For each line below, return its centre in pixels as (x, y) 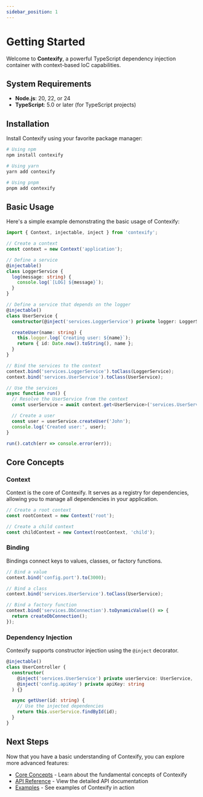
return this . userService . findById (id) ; (67, 712)
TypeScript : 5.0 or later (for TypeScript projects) (76, 105)
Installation (28, 124)
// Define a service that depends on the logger (69, 305)
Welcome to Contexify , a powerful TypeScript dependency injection (91, 59)
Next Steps (27, 742)
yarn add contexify (31, 172)
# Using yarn (23, 166)
